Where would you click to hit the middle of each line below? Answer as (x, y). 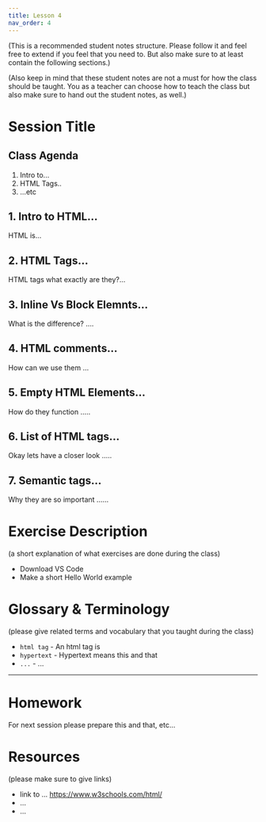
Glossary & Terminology (89, 609)
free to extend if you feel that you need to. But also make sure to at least (126, 54)
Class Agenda (44, 156)
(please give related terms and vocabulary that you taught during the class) (131, 632)
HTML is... (25, 235)
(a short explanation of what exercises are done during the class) (114, 554)
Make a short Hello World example (76, 577)
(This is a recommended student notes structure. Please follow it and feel (127, 45)
